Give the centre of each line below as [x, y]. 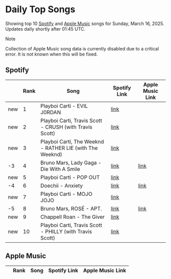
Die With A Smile [60, 169]
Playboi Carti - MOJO [66, 194]
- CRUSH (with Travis [66, 127]
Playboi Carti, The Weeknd [72, 141]
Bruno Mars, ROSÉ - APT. [71, 209]
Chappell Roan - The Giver [73, 217]
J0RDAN [51, 112]
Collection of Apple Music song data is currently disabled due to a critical [82, 48]
